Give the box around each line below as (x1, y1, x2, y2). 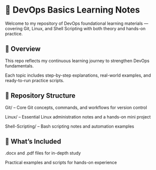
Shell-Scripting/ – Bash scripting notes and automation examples (5, 123, 134, 129)
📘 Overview (5, 45, 41, 53)
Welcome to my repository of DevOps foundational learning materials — (5, 20, 149, 26)
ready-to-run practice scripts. (5, 77, 64, 83)
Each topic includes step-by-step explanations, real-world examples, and (5, 72, 151, 78)
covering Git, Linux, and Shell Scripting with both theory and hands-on (5, 25, 146, 31)
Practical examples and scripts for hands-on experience (5, 160, 117, 166)
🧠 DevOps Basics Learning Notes (5, 4, 140, 16)
